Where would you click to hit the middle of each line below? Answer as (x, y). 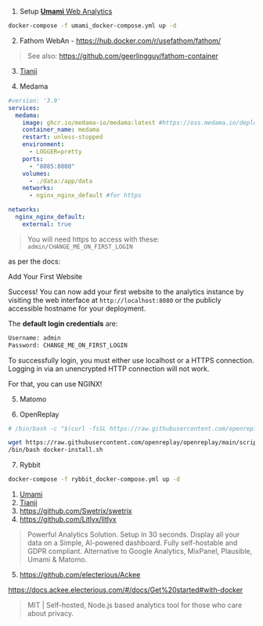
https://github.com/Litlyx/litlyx (68, 519)
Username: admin (34, 338)
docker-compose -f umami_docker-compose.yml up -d (92, 26)
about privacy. (50, 613)
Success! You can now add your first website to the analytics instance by (126, 291)
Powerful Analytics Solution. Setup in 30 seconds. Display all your (133, 534)
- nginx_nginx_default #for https (85, 195)
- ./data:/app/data (60, 181)
